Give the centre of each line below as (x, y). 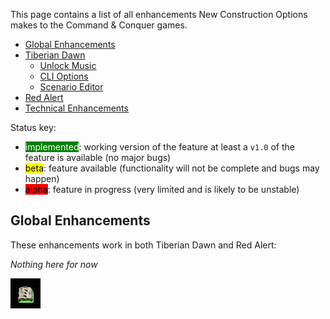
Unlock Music (68, 65)
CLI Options (64, 76)
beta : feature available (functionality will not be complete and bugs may (172, 168)
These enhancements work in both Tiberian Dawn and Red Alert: (143, 245)
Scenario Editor (71, 87)
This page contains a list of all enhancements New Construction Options (159, 14)
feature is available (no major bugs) (98, 157)
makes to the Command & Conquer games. (99, 25)
